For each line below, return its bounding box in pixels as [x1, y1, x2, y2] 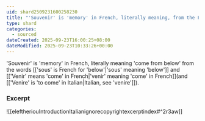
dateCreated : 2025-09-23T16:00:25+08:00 [6, 37, 111, 43]
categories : [6, 26, 37, 32]
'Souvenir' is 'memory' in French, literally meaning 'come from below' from [6, 59, 194, 67]
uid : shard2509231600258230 [6, 9, 78, 15]
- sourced [12, 32, 37, 38]
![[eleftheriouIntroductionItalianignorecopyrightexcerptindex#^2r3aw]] [6, 108, 183, 116]
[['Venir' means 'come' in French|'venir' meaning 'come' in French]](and [6, 72, 188, 80]
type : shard [6, 20, 37, 26]
